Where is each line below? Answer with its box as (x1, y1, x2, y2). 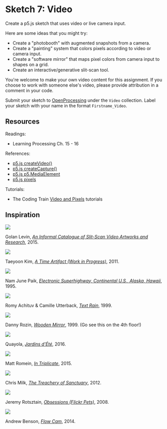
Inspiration (5, 211, 40, 219)
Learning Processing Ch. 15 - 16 (12, 140, 79, 146)
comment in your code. (5, 87, 54, 93)
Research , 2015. (5, 239, 39, 245)
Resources (5, 118, 40, 126)
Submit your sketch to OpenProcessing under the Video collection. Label (5, 97, 156, 103)
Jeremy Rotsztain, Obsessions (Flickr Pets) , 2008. (5, 399, 109, 405)
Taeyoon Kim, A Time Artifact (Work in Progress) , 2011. (5, 258, 120, 264)
